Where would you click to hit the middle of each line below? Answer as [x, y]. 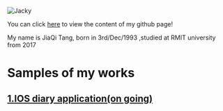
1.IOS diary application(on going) [80, 98]
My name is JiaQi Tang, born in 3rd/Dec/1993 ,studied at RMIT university [111, 37]
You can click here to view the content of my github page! [90, 24]
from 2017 [22, 45]
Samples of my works [71, 73]
